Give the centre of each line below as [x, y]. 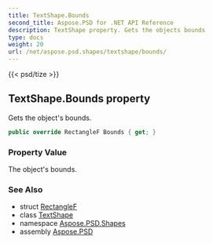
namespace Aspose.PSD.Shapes [72, 224]
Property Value [38, 152]
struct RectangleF [48, 207]
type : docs [26, 37]
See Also [26, 189]
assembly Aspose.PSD [56, 231]
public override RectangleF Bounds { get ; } [82, 132]
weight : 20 [26, 45]
